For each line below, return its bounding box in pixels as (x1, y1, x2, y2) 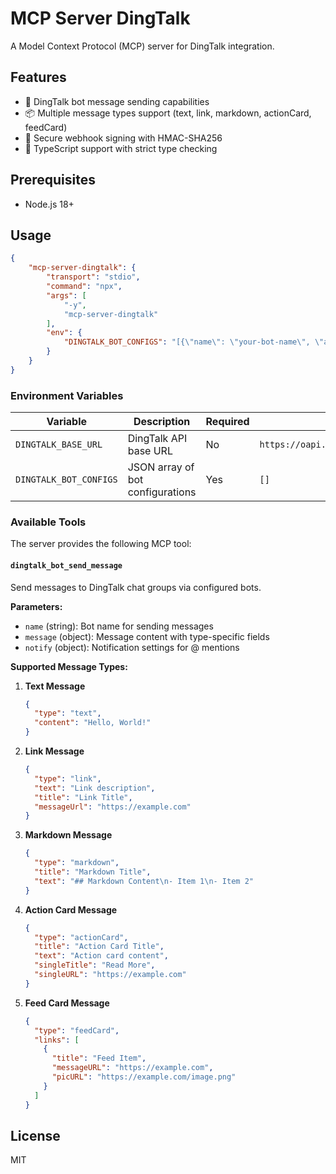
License (10, 1127, 61, 1144)
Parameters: (10, 600, 63, 612)
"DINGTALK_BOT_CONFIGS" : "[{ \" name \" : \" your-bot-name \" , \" (63, 337, 325, 347)
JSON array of (127, 460, 195, 474)
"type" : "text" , (34, 708, 102, 719)
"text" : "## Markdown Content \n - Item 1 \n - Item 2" (34, 876, 254, 886)
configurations (127, 485, 197, 499)
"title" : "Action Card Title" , (34, 942, 165, 952)
